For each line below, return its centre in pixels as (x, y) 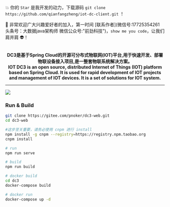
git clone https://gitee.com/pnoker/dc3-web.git (57, 116)
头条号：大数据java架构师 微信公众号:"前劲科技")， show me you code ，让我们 (85, 31)
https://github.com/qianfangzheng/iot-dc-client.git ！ (65, 14)
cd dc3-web (17, 121)
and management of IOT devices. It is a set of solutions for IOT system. (85, 78)
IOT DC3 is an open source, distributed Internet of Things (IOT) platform (85, 67)
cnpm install (19, 139)
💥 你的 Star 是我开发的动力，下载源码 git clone (55, 7)
